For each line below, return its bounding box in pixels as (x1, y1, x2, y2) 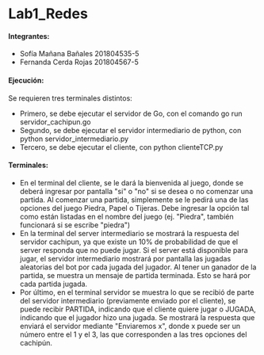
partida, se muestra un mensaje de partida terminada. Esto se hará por (19, 270, 251, 280)
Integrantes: (8, 31, 50, 40)
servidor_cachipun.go (19, 116, 91, 127)
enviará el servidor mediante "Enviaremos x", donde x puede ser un (19, 321, 241, 330)
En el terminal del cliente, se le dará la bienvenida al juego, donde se (19, 177, 244, 187)
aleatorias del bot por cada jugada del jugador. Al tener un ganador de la (19, 262, 257, 272)
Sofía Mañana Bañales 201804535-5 (19, 49, 140, 59)
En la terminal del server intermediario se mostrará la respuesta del (19, 228, 239, 238)
